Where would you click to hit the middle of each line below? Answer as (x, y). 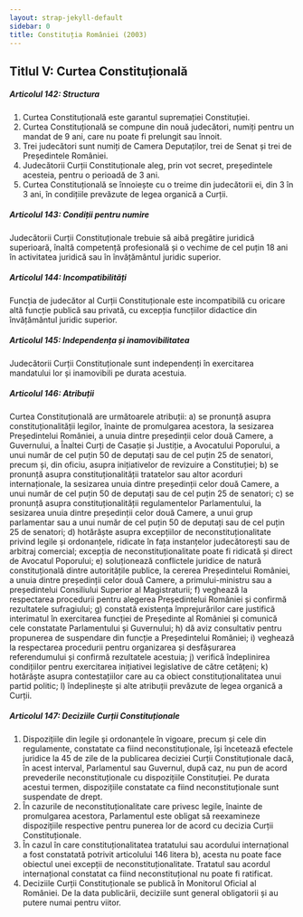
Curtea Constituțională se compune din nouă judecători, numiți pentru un (158, 127)
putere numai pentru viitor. (72, 903)
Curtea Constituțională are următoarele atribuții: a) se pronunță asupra (140, 416)
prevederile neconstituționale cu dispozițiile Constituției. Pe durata (146, 777)
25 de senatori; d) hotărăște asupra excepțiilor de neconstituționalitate (140, 531)
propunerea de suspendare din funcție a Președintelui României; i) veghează (152, 637)
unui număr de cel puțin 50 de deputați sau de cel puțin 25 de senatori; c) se (152, 493)
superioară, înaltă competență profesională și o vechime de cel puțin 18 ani (149, 247)
